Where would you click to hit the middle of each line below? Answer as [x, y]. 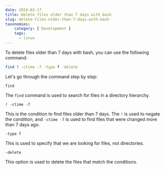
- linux [27, 38]
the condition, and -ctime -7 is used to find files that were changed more [81, 119]
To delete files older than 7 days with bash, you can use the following [77, 52]
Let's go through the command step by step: [51, 77]
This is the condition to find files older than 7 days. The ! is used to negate [83, 114]
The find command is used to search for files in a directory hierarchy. [78, 95]
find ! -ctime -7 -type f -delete [42, 67]
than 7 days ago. [23, 125]
